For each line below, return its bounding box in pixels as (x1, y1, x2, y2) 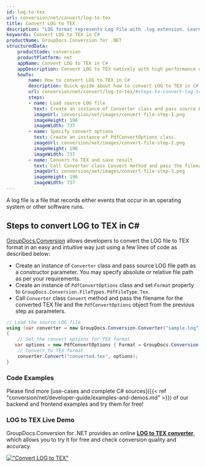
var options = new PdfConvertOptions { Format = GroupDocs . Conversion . (14, 342, 202, 348)
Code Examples (6, 373, 54, 382)
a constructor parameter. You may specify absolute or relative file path (15, 268, 194, 275)
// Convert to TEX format (17, 348, 84, 354)
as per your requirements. (15, 275, 81, 282)
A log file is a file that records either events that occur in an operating (6, 196, 181, 204)
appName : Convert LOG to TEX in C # (17, 60, 109, 66)
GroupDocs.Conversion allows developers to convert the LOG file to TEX (6, 237, 189, 244)
